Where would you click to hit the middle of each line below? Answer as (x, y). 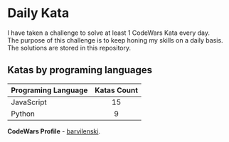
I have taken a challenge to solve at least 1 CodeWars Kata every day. (108, 33)
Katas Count (117, 90)
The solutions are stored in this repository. (69, 48)
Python (23, 114)
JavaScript (29, 102)
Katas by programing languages (80, 70)
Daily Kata (38, 13)
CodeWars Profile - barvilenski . (54, 131)
